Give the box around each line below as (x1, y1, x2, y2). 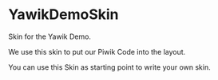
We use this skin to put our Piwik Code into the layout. (8, 47, 186, 56)
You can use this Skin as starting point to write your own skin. (8, 62, 211, 72)
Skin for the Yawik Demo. (8, 32, 92, 41)
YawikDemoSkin (8, 6, 119, 24)
